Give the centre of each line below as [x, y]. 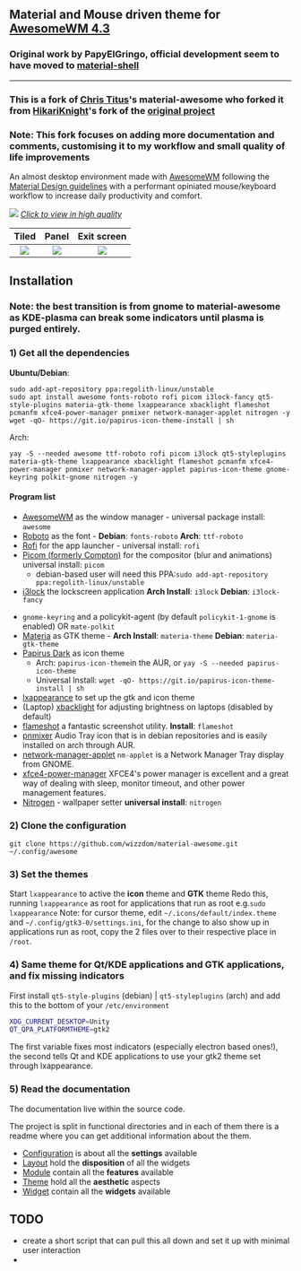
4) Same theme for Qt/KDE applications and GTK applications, [147, 965]
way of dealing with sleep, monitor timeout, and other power [133, 783]
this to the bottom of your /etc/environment [90, 1005]
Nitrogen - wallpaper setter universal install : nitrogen [122, 802]
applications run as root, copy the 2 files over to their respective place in [143, 932]
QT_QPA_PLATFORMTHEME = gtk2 [60, 1030]
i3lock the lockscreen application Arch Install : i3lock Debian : [136, 591]
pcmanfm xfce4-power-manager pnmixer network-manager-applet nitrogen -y [150, 413]
